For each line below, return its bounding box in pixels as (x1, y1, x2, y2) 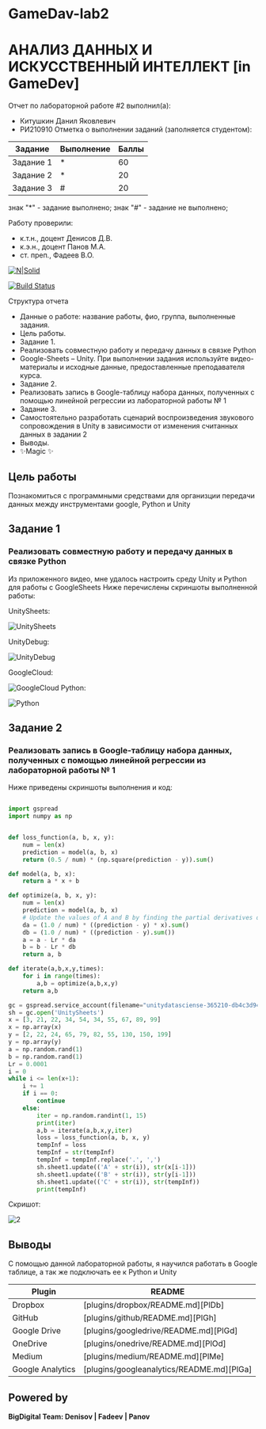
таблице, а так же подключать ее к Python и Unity (8, 1267, 177, 1277)
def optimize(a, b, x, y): (8, 892, 97, 900)
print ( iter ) (36, 1118, 77, 1127)
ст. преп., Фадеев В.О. (19, 250, 95, 260)
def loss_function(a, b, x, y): (8, 833, 115, 842)
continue (36, 1097, 66, 1105)
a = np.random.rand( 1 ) (8, 1045, 83, 1054)
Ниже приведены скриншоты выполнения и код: (8, 783, 173, 792)
